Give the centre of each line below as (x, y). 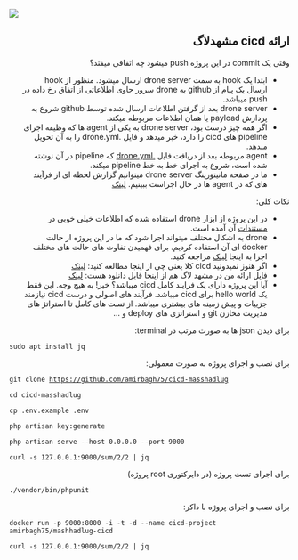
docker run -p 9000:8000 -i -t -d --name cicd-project (113, 523)
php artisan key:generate (57, 426)
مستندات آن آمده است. (229, 228)
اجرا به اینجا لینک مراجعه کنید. (219, 256)
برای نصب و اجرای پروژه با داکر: (237, 507)
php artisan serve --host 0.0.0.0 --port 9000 (97, 442)
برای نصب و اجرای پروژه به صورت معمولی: (217, 363)
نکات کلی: (273, 201)
